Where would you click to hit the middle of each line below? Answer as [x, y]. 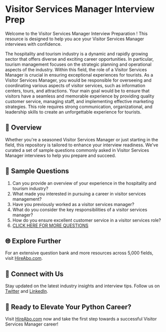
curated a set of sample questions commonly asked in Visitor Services [77, 150]
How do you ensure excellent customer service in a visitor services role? [87, 220]
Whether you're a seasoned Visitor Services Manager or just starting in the [82, 139]
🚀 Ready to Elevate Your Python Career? [68, 307]
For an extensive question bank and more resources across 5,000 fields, [79, 253]
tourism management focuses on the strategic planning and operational [78, 64]
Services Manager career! [32, 324]
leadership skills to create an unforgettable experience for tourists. [73, 112]
